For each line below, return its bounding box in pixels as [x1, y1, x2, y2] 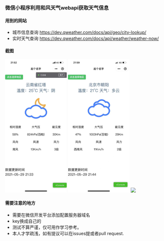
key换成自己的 [12, 218, 41, 224]
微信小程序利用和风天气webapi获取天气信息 [5, 4, 109, 11]
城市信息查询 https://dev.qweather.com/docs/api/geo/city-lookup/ [12, 30, 147, 35]
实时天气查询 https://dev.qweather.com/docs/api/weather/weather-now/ [12, 35, 159, 41]
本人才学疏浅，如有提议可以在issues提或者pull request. [12, 230, 124, 236]
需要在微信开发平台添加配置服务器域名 [12, 212, 90, 218]
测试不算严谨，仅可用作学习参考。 [12, 224, 82, 230]
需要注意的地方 [5, 200, 35, 206]
